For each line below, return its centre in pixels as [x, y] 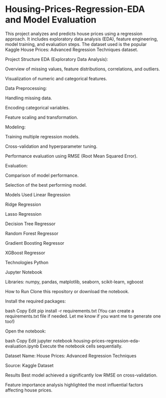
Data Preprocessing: [26, 88]
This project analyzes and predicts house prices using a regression [74, 33]
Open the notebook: [26, 331]
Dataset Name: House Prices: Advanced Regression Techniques [71, 356]
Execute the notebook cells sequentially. [81, 346]
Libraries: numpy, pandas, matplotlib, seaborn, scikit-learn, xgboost [74, 282]
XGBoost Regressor [25, 253]
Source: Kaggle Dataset [29, 365]
